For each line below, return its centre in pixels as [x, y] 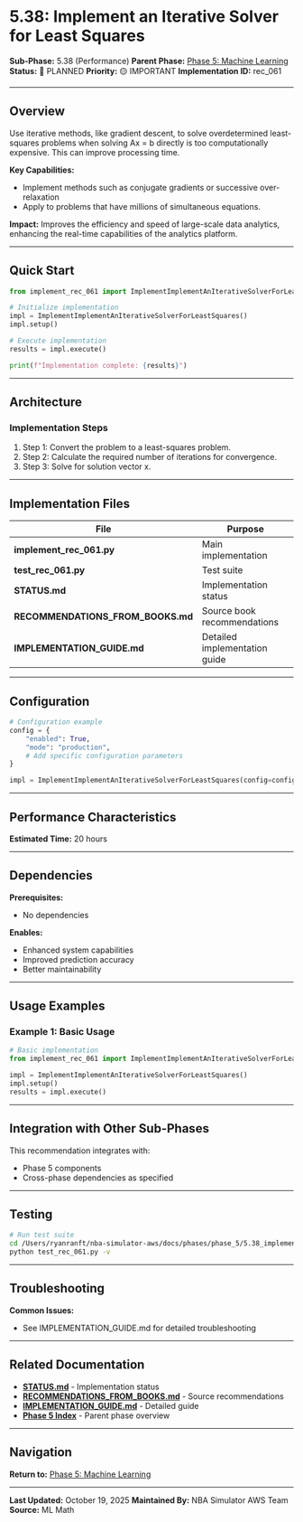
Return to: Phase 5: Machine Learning [80, 1474]
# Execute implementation [58, 341]
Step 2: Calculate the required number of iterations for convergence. [150, 457]
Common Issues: [42, 1310]
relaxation [41, 197]
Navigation [41, 1452]
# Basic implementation [54, 1050]
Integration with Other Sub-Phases [110, 1128]
